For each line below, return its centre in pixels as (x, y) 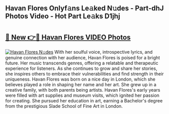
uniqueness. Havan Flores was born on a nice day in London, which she (80, 79)
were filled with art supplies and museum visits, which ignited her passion (82, 95)
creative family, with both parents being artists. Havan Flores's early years (83, 90)
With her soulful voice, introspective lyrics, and (104, 52)
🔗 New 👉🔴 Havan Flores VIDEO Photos (68, 37)
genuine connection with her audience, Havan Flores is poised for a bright (83, 58)
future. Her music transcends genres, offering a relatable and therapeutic (82, 63)
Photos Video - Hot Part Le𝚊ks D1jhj (63, 16)
